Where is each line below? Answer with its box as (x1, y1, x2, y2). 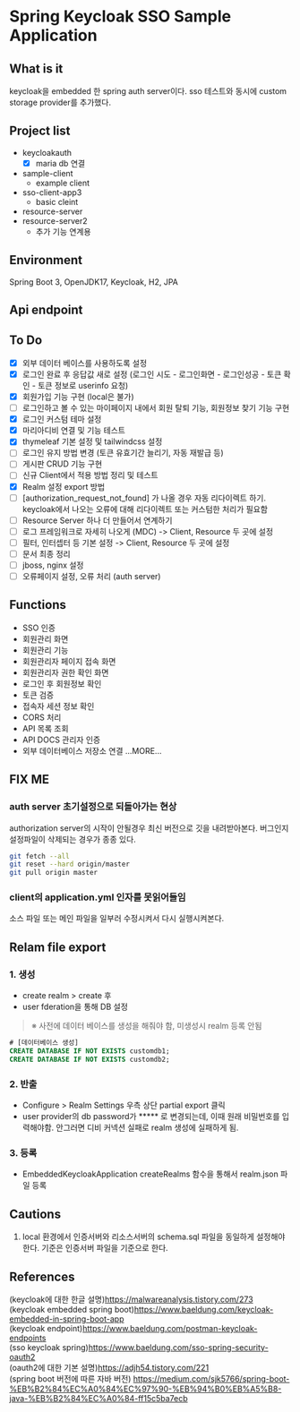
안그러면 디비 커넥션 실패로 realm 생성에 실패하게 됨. (56, 1122, 239, 1134)
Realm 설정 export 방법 (21, 481, 106, 492)
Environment (9, 252, 83, 268)
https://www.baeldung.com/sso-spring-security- (88, 1341, 269, 1353)
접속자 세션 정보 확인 (21, 700, 95, 711)
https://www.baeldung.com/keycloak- (133, 1304, 274, 1314)
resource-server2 (21, 215, 88, 226)
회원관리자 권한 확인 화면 (21, 667, 109, 678)
